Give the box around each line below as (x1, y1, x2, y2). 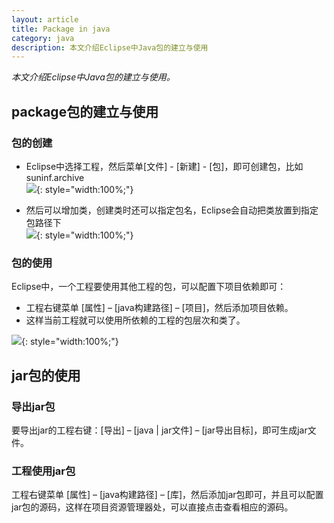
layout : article (11, 14, 79, 25)
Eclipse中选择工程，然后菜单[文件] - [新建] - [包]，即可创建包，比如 (25, 160, 304, 172)
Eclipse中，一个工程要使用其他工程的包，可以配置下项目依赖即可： (11, 281, 287, 293)
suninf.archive (25, 171, 85, 183)
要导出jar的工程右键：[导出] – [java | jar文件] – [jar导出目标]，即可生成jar (11, 424, 308, 436)
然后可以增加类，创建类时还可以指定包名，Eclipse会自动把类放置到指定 (25, 204, 319, 216)
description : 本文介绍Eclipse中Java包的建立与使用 (11, 42, 209, 53)
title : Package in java (11, 24, 111, 34)
